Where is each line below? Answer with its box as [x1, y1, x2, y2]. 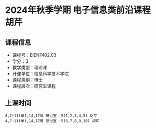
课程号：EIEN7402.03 [12, 52, 57, 58]
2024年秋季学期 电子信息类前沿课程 [5, 4, 151, 16]
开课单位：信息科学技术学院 [12, 71, 69, 77]
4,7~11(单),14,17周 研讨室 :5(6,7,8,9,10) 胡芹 [5, 118, 100, 124]
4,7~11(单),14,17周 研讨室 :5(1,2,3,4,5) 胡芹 [5, 113, 97, 118]
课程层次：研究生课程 [12, 83, 56, 89]
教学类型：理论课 [12, 65, 47, 70]
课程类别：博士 [12, 77, 43, 83]
